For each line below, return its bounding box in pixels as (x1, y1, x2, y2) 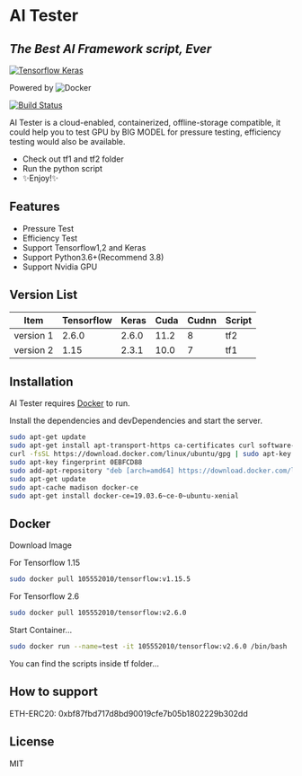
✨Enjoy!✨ (22, 172, 58, 183)
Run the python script (22, 163, 103, 173)
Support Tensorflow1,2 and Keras (22, 242, 147, 252)
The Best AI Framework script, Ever (9, 41, 212, 57)
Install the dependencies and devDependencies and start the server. (9, 415, 263, 427)
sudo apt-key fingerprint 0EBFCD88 (9, 458, 143, 467)
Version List (9, 287, 78, 303)
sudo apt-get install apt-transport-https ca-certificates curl (9, 441, 255, 450)
